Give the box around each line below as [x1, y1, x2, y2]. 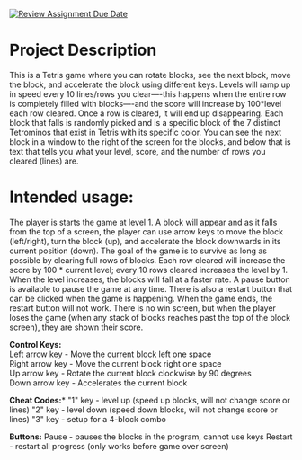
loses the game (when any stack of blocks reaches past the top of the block [9, 312, 291, 323]
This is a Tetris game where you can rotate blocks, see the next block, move [9, 69, 291, 80]
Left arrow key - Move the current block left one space [9, 349, 212, 359]
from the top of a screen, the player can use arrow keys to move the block [9, 226, 284, 237]
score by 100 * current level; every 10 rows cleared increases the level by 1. [9, 264, 289, 275]
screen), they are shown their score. [9, 322, 144, 332]
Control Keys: [9, 339, 62, 349]
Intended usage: [9, 187, 135, 208]
